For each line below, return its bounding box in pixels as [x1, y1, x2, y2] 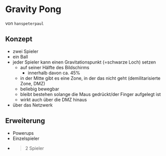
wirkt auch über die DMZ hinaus [20, 96, 87, 102]
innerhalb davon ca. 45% [27, 70, 80, 76]
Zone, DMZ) [20, 80, 46, 86]
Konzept [5, 35, 33, 43]
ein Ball [12, 54, 28, 60]
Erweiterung [5, 117, 46, 125]
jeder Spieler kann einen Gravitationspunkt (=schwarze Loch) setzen [12, 59, 156, 65]
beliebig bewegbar [20, 86, 60, 92]
